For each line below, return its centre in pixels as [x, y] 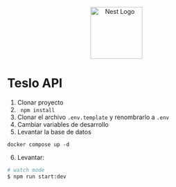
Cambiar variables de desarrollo [63, 124]
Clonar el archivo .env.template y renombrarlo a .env [93, 117]
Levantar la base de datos [54, 132]
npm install [38, 110]
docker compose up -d [38, 144]
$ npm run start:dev [37, 177]
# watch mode [26, 170]
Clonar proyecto [40, 102]
